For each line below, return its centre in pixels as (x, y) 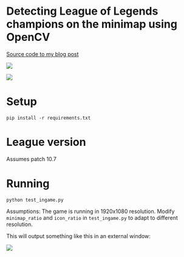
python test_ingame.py (35, 200)
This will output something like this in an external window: (78, 236)
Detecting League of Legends (82, 11)
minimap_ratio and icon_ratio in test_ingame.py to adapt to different (92, 217)
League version (46, 142)
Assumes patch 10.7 (31, 159)
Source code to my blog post (43, 54)
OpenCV (28, 37)
